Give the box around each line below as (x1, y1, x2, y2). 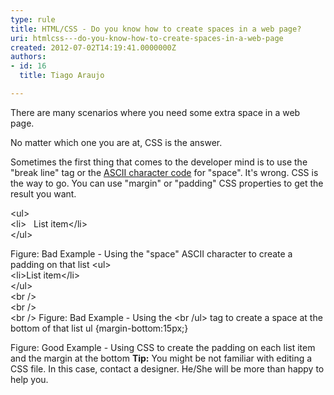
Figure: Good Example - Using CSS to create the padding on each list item (10, 341, 316, 353)
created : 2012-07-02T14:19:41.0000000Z (10, 42, 177, 53)
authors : (10, 52, 47, 62)
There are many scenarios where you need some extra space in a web (10, 106, 301, 118)
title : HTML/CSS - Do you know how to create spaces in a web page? (10, 24, 302, 34)
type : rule (10, 14, 56, 25)
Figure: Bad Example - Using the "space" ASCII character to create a (10, 247, 293, 260)
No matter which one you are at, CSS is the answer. (10, 136, 223, 148)
